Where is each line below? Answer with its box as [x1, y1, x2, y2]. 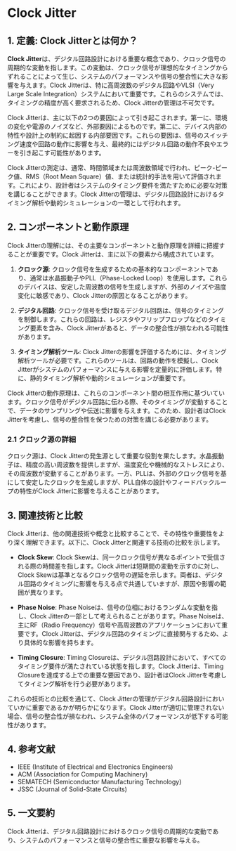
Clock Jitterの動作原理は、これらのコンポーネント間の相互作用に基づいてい [7, 389, 225, 397]
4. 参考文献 [7, 743, 55, 755]
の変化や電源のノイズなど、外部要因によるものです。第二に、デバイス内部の [7, 122, 228, 131]
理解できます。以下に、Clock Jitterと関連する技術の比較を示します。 [25, 538, 224, 546]
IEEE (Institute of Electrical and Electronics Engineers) [17, 762, 173, 771]
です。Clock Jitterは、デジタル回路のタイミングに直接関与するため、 [23, 629, 223, 637]
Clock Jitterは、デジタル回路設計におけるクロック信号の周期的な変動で [7, 827, 213, 836]
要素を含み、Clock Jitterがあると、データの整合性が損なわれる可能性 [29, 323, 230, 332]
